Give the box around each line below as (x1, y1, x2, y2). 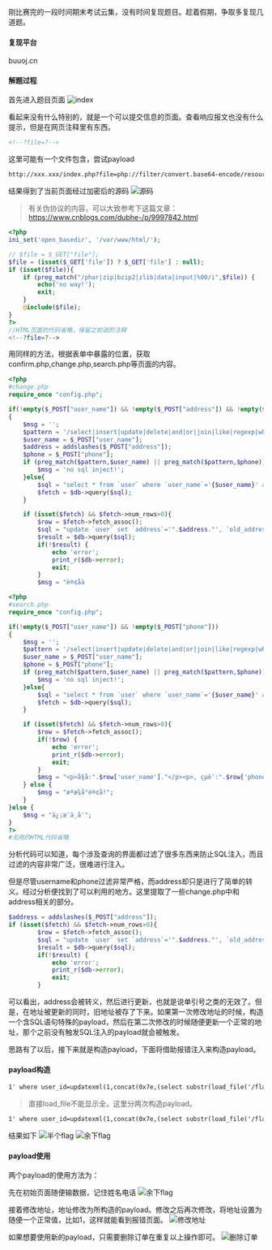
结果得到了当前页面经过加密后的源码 (8, 186, 130, 196)
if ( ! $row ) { (37, 735, 79, 744)
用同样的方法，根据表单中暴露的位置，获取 (8, 349, 151, 359)
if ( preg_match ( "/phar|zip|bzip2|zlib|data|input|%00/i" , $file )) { (23, 273, 255, 282)
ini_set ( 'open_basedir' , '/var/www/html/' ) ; (8, 236, 161, 244)
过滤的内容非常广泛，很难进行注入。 (8, 860, 130, 869)
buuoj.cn (8, 56, 38, 66)
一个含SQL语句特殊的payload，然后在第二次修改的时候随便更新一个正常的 (8, 1017, 255, 1027)
